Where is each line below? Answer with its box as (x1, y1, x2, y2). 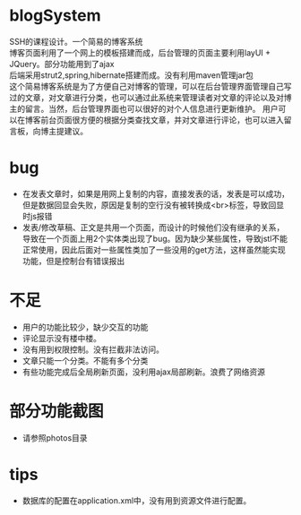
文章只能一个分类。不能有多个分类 (21, 355, 149, 365)
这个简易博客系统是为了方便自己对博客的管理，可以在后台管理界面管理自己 (9, 81, 284, 91)
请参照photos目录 (21, 432, 88, 443)
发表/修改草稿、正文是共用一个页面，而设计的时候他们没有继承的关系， (21, 221, 285, 233)
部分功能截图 (9, 401, 105, 421)
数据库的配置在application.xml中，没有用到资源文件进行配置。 (21, 494, 252, 506)
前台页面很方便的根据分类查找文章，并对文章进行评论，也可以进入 (39, 114, 284, 125)
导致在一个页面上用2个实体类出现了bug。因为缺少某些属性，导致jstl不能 (21, 233, 288, 244)
